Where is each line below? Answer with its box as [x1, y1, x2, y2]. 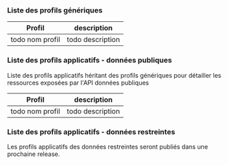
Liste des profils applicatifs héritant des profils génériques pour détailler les [7, 71, 222, 79]
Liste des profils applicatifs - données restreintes [7, 126, 176, 136]
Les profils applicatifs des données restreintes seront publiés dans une [7, 142, 209, 151]
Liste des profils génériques [7, 5, 103, 15]
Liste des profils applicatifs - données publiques [7, 56, 172, 65]
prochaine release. [7, 150, 61, 158]
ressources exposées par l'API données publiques [7, 78, 149, 87]
